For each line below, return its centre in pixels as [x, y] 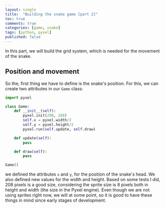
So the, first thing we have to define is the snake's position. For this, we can [82, 83]
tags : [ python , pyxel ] [28, 32]
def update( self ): [33, 138]
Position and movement [42, 72]
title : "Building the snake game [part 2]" [51, 14]
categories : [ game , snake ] [33, 28]
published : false [23, 37]
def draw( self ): [31, 152]
